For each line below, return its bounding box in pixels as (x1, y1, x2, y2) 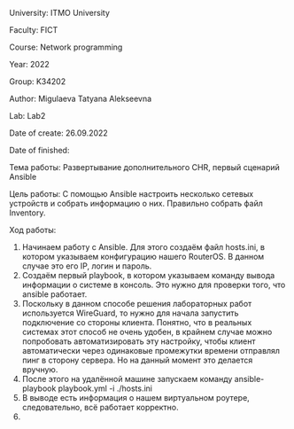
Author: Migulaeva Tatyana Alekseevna (9, 93, 152, 104)
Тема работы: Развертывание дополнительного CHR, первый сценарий (9, 162, 281, 172)
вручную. (21, 364, 58, 375)
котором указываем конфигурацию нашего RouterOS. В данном (21, 252, 265, 261)
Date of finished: (9, 145, 70, 155)
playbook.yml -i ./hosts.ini (58, 383, 153, 394)
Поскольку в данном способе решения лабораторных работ (21, 299, 252, 308)
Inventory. (9, 207, 46, 218)
